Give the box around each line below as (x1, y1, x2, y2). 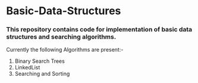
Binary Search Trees (14, 58, 65, 65)
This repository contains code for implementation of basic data (6, 25, 193, 34)
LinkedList (14, 64, 40, 71)
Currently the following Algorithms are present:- (6, 46, 124, 53)
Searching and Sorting (14, 70, 70, 78)
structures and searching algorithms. (6, 33, 117, 41)
